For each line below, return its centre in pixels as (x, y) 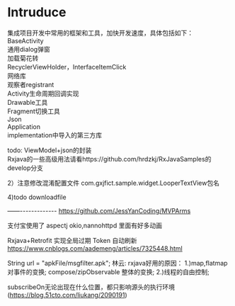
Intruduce (37, 12)
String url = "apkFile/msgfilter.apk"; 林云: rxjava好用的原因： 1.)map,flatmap (117, 263)
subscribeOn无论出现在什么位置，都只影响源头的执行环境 (91, 287)
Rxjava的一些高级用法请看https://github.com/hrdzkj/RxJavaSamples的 (109, 159)
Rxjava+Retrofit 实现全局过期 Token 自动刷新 (72, 240)
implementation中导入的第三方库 (55, 135)
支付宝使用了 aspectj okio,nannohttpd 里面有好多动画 (85, 225)
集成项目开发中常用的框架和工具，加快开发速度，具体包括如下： (100, 33)
